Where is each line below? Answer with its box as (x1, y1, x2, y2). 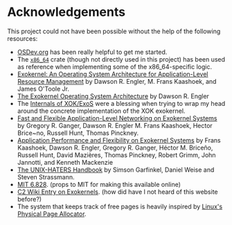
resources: (7, 34, 38, 42)
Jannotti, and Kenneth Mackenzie (17, 158, 113, 166)
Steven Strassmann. (17, 172, 75, 181)
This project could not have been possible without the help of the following (7, 27, 221, 35)
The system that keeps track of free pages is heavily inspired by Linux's (17, 202, 223, 210)
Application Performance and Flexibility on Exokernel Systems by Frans (17, 136, 221, 144)
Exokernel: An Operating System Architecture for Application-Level (17, 70, 208, 78)
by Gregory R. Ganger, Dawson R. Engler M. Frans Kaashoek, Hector (17, 121, 213, 129)
